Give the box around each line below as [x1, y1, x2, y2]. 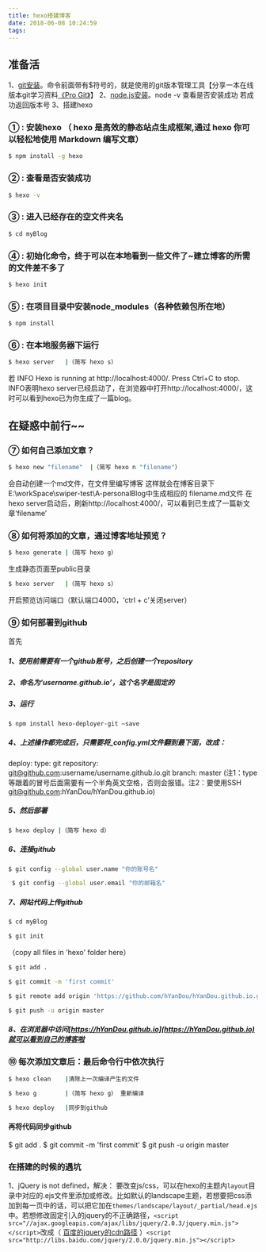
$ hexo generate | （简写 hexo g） [8, 549, 117, 557]
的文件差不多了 [8, 262, 66, 273]
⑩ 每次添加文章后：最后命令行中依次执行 [8, 1057, 165, 1068]
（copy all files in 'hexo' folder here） [8, 947, 131, 957]
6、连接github [8, 845, 56, 854]
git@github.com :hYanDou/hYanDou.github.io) [8, 787, 156, 796]
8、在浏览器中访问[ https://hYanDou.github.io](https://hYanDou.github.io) [8, 1025, 255, 1034]
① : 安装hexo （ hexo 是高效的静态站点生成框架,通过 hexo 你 [8, 122, 242, 133]
